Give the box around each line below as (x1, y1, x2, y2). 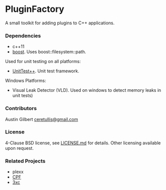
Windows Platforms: (5, 78, 46, 84)
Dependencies (5, 32, 41, 39)
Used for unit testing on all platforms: (5, 59, 81, 64)
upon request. (5, 145, 34, 151)
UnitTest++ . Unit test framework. (12, 68, 79, 74)
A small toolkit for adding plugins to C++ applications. (5, 20, 115, 26)
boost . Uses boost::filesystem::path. (12, 49, 86, 55)
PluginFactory (5, 3, 64, 15)
